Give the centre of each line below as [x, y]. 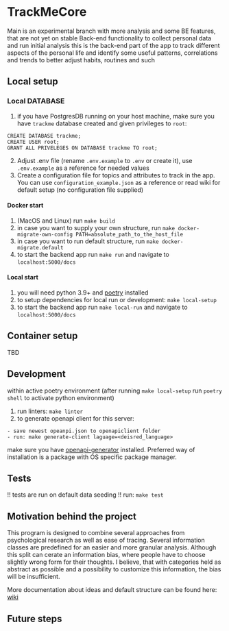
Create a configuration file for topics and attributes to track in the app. [116, 175]
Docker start [25, 206]
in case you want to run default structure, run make [88, 241]
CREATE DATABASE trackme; [44, 136]
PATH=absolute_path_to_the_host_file [129, 234]
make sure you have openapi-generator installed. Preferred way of [101, 449]
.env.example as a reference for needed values [83, 168]
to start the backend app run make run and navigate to [93, 254]
